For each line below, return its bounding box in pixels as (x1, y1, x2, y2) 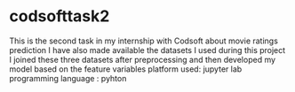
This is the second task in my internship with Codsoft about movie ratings (9, 35, 278, 46)
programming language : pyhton (9, 73, 127, 83)
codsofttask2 (9, 6, 110, 27)
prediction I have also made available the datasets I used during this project (9, 44, 286, 55)
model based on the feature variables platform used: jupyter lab (9, 64, 243, 74)
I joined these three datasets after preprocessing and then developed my (9, 54, 276, 65)
